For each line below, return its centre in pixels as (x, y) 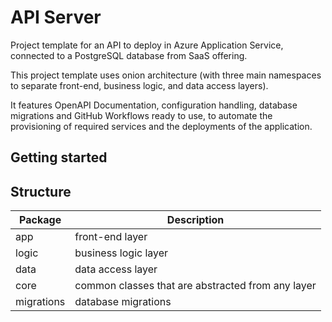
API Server (56, 17)
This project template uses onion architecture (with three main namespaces (166, 75)
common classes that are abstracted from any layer (195, 286)
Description (195, 220)
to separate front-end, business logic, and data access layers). (139, 85)
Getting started (59, 157)
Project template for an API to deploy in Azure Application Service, (147, 45)
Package (40, 220)
